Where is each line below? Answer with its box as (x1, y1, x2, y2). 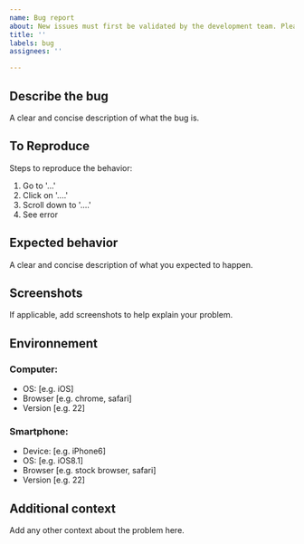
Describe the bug (9, 88, 109, 104)
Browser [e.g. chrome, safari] (22, 393, 133, 404)
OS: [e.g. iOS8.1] (22, 455, 84, 466)
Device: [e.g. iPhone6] (22, 445, 107, 457)
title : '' (9, 30, 47, 39)
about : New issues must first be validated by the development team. (9, 22, 278, 31)
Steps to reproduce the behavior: (9, 162, 133, 173)
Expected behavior (9, 235, 119, 251)
